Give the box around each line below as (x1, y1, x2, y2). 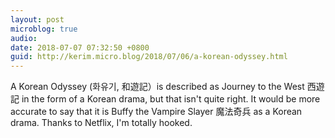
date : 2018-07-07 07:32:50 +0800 (10, 42, 150, 53)
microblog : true (10, 24, 78, 34)
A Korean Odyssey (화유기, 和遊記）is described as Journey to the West (10, 81, 305, 93)
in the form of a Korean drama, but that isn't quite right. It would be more (21, 93, 321, 105)
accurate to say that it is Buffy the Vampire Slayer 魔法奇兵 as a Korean (10, 106, 303, 118)
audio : (10, 33, 38, 43)
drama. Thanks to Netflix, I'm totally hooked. (10, 117, 193, 129)
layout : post (10, 14, 65, 25)
